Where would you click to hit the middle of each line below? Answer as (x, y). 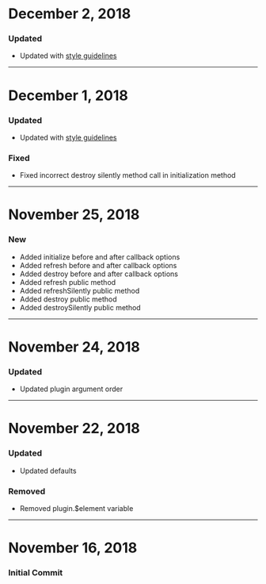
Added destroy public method (68, 299)
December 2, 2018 (70, 14)
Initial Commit (36, 573)
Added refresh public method (68, 282)
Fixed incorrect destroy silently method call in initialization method (127, 175)
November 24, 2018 (74, 347)
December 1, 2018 (68, 95)
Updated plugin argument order (71, 389)
